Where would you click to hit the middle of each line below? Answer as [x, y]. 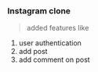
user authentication [50, 43]
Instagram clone [39, 11]
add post [33, 52]
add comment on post [54, 59]
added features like [58, 28]
